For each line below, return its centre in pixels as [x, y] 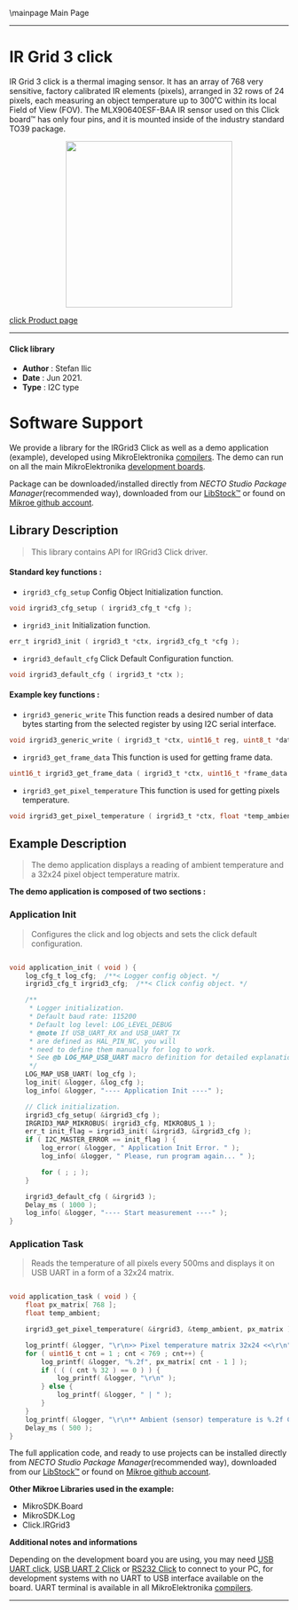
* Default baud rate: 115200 [83, 1017]
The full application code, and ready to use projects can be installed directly [148, 1453]
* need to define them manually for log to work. [122, 1050]
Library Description [64, 530]
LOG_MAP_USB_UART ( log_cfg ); [81, 1074]
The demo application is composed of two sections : [108, 892]
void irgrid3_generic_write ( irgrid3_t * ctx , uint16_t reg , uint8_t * [144, 740]
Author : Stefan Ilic [57, 368]
